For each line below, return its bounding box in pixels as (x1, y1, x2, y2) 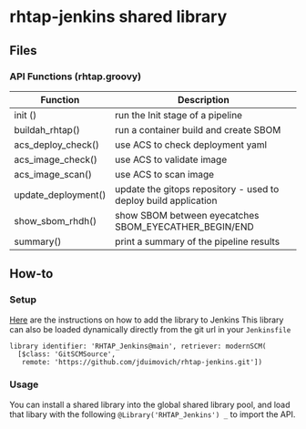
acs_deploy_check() (14, 138, 100, 151)
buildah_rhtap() (14, 123, 80, 136)
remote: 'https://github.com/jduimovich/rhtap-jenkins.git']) (21, 357, 262, 366)
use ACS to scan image (115, 168, 215, 180)
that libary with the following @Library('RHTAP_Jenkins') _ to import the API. (9, 408, 296, 420)
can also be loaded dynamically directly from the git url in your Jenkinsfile (9, 323, 291, 334)
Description (177, 93, 229, 106)
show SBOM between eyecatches (115, 209, 260, 221)
